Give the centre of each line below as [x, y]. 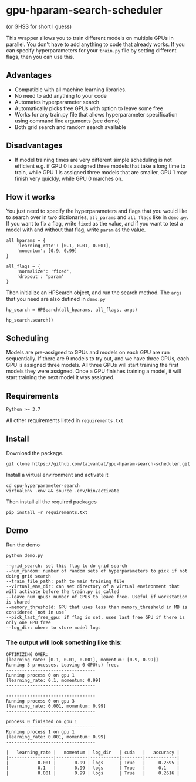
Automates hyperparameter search [57, 102]
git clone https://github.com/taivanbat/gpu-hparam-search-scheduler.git [98, 464]
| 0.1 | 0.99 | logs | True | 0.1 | [93, 768]
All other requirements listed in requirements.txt [65, 420]
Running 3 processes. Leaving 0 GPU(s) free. [62, 665]
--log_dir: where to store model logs [53, 628]
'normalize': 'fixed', [44, 271]
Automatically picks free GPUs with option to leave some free [89, 108]
